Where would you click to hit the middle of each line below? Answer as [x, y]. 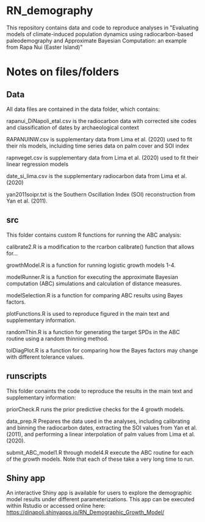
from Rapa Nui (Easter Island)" [45, 47]
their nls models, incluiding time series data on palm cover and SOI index [98, 146]
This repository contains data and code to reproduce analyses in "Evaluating [103, 28]
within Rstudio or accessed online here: [56, 506]
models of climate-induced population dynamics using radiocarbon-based [100, 34]
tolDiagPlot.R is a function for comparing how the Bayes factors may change [102, 350]
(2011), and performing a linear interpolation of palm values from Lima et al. [101, 434]
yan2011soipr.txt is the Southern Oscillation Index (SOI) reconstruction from [101, 194]
